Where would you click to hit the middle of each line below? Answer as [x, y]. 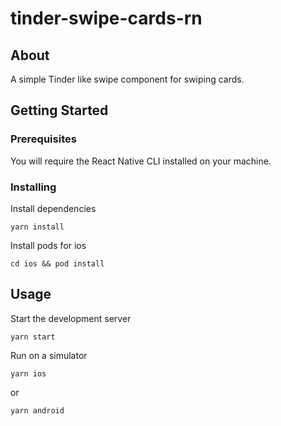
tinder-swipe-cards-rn [106, 18]
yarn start [33, 337]
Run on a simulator [49, 355]
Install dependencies [53, 208]
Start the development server [71, 318]
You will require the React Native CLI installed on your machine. [141, 161]
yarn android [37, 410]
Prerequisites [43, 139]
